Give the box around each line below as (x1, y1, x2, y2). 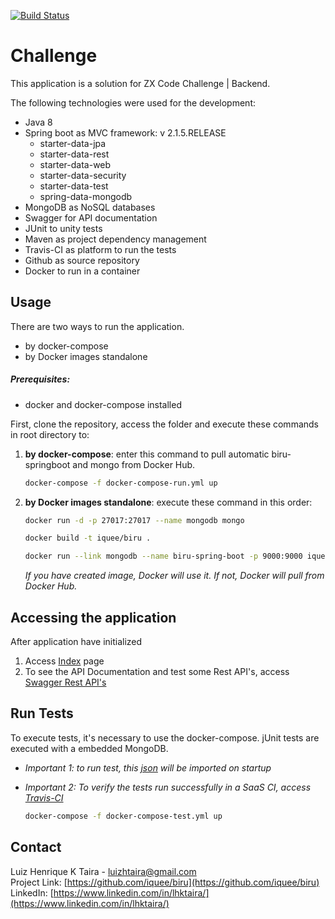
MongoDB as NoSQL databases (24, 201, 156, 213)
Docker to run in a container (24, 265, 141, 277)
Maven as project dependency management (24, 233, 207, 245)
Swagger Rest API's (24, 676, 107, 689)
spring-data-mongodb (39, 190, 133, 202)
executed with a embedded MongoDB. (10, 742, 169, 754)
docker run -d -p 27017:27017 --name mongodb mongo (24, 515, 245, 525)
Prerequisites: (10, 373, 71, 385)
